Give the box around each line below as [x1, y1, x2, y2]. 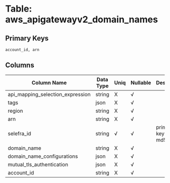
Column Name [31, 79, 67, 86]
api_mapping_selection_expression [8, 90, 91, 98]
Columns [5, 61, 34, 70]
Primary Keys [5, 34, 49, 42]
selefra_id [8, 130, 31, 137]
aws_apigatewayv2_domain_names [5, 14, 158, 25]
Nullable [131, 79, 151, 86]
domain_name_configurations [8, 153, 78, 160]
